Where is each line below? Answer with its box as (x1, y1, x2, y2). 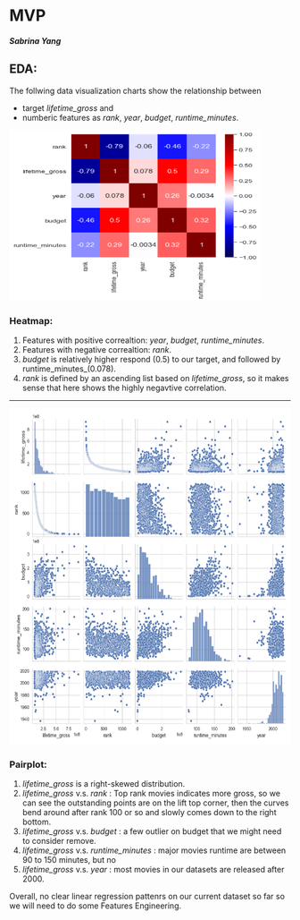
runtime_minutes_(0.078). (21, 363, 116, 374)
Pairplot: (9, 758, 47, 771)
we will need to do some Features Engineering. (9, 900, 182, 911)
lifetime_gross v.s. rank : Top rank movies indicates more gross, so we (21, 788, 281, 799)
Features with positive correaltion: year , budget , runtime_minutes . (21, 335, 265, 345)
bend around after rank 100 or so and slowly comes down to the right (21, 807, 277, 818)
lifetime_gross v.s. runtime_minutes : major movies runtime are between (21, 845, 287, 856)
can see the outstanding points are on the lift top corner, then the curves (21, 797, 289, 808)
